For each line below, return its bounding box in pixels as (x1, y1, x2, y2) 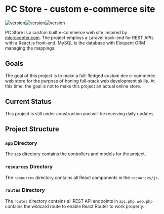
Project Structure (5, 125, 59, 133)
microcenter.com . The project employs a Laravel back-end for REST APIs (5, 35, 154, 41)
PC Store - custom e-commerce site (5, 3, 156, 15)
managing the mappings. (5, 45, 56, 51)
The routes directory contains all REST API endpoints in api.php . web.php (5, 198, 153, 204)
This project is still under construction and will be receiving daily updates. (5, 110, 155, 117)
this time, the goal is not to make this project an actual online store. (5, 83, 142, 89)
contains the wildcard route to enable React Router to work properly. (5, 203, 145, 209)
